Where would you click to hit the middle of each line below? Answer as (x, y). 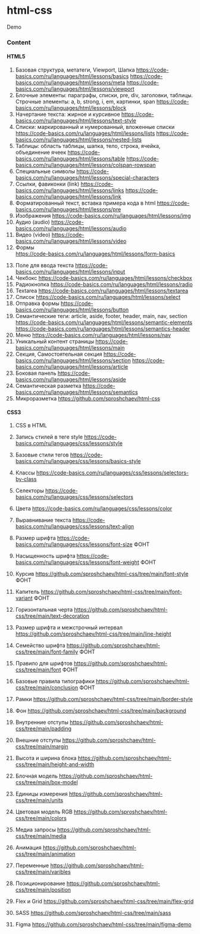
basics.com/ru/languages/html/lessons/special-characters (87, 178)
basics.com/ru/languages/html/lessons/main (70, 348)
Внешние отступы (38, 740)
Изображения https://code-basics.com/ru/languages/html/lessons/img (103, 216)
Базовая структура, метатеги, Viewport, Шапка (75, 70)
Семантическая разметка (49, 386)
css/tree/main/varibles (43, 872)
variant (24, 598)
